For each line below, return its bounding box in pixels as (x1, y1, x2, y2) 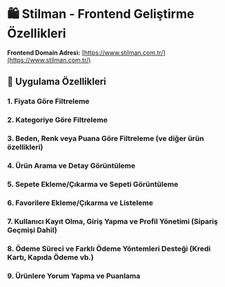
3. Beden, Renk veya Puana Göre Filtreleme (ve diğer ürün (7, 133, 204, 143)
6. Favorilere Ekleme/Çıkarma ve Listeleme (7, 198, 153, 207)
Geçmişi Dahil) (7, 225, 57, 234)
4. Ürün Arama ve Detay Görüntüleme (7, 161, 136, 171)
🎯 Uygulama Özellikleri (7, 76, 107, 88)
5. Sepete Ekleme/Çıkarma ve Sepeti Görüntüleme (7, 179, 179, 189)
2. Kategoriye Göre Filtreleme (7, 115, 108, 125)
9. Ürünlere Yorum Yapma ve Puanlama (7, 271, 141, 281)
